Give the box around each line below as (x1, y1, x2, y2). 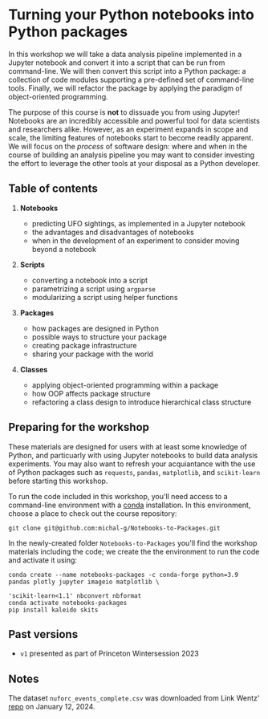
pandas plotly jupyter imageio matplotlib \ (8, 578, 160, 586)
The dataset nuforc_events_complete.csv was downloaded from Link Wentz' (8, 693, 260, 703)
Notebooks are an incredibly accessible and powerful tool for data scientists (8, 116, 261, 125)
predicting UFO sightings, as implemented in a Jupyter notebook (31, 218, 246, 228)
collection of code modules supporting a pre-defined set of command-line (8, 75, 254, 84)
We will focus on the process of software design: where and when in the (8, 141, 247, 151)
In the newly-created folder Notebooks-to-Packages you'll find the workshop (8, 538, 258, 547)
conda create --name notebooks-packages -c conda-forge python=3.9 (8, 571, 239, 579)
